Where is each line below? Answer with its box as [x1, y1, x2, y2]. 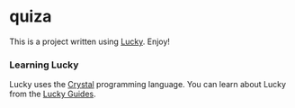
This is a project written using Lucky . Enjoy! [9, 36, 171, 47]
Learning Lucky [9, 58, 79, 71]
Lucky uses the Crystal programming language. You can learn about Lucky [9, 79, 286, 90]
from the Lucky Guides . [9, 88, 96, 100]
